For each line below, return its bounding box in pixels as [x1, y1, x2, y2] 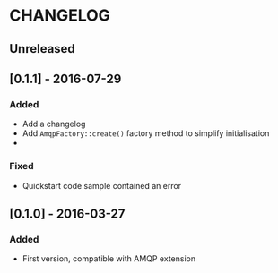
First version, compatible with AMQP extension [22, 253, 195, 264]
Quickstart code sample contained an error [22, 180, 182, 191]
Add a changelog [22, 118, 86, 130]
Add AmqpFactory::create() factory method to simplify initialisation [22, 128, 270, 139]
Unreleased [9, 41, 76, 56]
